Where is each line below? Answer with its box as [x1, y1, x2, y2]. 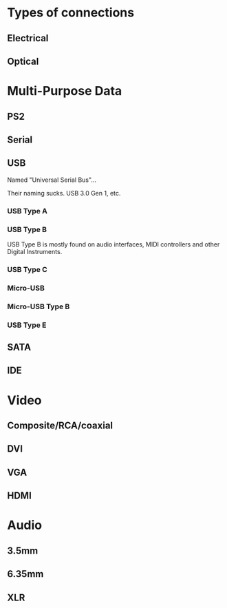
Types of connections [7, 5, 135, 21]
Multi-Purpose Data [7, 83, 122, 99]
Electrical [7, 32, 49, 44]
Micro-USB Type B [7, 302, 70, 311]
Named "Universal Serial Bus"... [7, 176, 96, 184]
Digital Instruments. [7, 247, 63, 255]
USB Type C [7, 264, 48, 274]
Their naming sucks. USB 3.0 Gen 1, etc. [7, 189, 121, 197]
